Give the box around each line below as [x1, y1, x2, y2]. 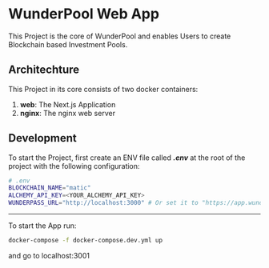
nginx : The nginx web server [19, 108, 116, 118]
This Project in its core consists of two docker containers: [8, 84, 199, 94]
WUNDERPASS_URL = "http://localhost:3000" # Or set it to [8, 199, 199, 207]
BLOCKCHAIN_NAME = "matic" [8, 184, 91, 192]
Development [8, 131, 78, 145]
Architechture [8, 63, 80, 77]
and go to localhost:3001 [8, 250, 90, 260]
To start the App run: [8, 221, 77, 230]
